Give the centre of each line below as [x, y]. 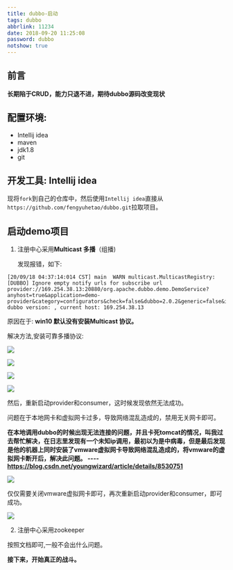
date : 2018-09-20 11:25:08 [46, 33]
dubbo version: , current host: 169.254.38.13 [76, 308]
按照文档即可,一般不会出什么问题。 [57, 545]
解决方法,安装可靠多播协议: [46, 336]
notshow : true [28, 46]
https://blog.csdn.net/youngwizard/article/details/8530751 [95, 467]
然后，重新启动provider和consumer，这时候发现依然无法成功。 [97, 403]
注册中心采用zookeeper [51, 530]
